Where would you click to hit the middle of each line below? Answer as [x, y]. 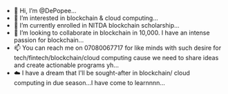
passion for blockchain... [49, 40]
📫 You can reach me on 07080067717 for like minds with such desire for [117, 48]
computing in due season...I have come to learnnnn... [89, 83]
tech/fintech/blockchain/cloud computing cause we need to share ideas [116, 58]
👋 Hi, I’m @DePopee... [45, 11]
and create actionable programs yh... [66, 65]
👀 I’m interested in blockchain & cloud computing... [86, 18]
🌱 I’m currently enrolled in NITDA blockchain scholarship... [96, 25]
